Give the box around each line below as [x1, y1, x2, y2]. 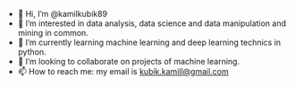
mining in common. [17, 28, 89, 38]
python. [17, 47, 46, 57]
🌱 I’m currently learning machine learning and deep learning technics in [17, 37, 282, 47]
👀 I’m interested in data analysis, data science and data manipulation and [17, 18, 287, 29]
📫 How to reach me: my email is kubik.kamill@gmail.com [17, 66, 230, 76]
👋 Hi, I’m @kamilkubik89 [17, 9, 108, 19]
